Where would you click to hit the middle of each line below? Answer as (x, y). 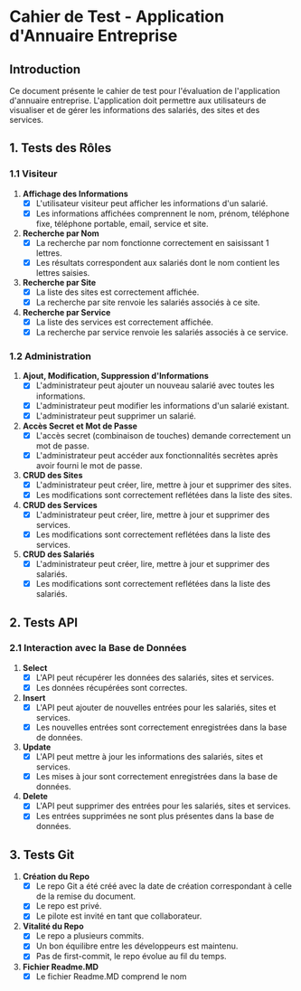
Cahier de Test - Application (117, 17)
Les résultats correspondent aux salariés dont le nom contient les (158, 262)
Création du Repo (56, 877)
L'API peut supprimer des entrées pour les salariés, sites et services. (163, 806)
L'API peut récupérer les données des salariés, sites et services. (155, 677)
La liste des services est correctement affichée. (125, 322)
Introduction (45, 69)
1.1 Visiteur (33, 174)
